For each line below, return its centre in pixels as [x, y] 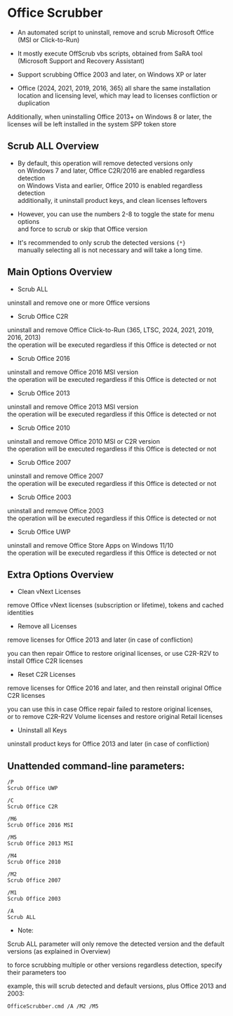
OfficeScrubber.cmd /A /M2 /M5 [53, 1007]
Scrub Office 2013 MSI [40, 844]
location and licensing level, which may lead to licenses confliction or [117, 95]
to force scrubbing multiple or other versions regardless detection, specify [115, 965]
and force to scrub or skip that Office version [82, 229]
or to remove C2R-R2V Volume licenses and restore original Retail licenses [115, 717]
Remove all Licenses [47, 626]
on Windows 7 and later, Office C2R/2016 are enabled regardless [111, 171]
